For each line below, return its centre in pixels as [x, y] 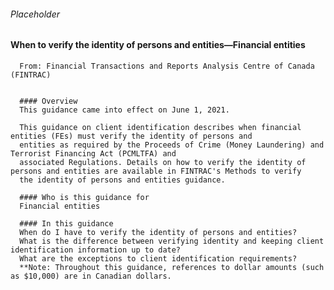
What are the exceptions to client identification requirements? [158, 258]
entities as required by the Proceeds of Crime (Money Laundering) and [172, 145]
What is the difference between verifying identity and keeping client [172, 241]
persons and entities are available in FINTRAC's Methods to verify [156, 171]
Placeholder [35, 14]
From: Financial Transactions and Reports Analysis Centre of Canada [167, 66]
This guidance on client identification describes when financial [160, 127]
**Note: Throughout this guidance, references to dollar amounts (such [172, 267]
